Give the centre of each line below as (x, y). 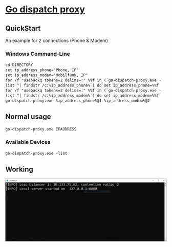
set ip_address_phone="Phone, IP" (42, 70)
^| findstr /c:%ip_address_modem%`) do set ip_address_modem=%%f (88, 96)
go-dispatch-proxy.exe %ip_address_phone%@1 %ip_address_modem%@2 (78, 101)
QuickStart (23, 28)
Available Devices (28, 142)
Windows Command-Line (38, 54)
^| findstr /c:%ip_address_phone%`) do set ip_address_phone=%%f (88, 85)
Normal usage (28, 116)
